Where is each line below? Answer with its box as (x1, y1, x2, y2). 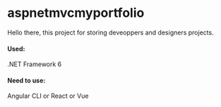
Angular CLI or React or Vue (7, 92, 89, 100)
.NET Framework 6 (7, 60, 62, 68)
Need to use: (7, 76, 46, 84)
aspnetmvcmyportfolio (7, 5, 145, 21)
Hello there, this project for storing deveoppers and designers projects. (7, 28, 214, 37)
